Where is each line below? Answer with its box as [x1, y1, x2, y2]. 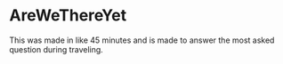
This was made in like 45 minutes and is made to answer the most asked [9, 35, 275, 45]
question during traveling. [9, 44, 104, 54]
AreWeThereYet [9, 5, 127, 26]
